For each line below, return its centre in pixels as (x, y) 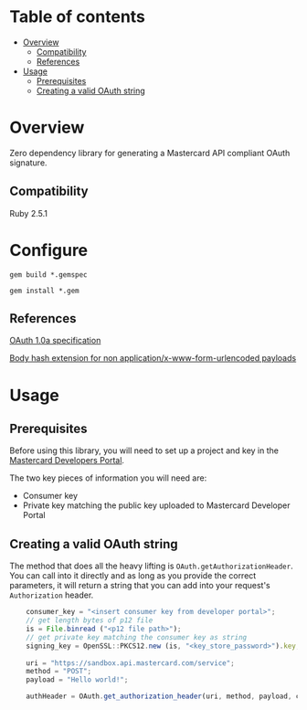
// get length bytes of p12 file (90, 620)
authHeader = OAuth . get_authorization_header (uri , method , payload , (159, 696)
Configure (49, 250)
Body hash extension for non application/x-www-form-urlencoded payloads (153, 358)
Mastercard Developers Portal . (67, 461)
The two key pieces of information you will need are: (108, 478)
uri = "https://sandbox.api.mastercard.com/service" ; (130, 663)
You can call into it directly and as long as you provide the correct (133, 576)
